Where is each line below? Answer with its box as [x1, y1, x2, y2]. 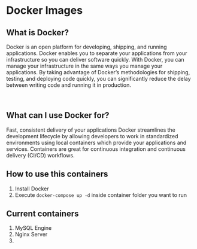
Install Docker [14, 185, 49, 192]
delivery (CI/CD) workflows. [6, 151, 75, 159]
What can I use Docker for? [6, 110, 110, 120]
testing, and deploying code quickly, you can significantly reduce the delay [6, 75, 191, 82]
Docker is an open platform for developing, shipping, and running [6, 43, 167, 50]
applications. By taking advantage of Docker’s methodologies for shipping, [6, 69, 190, 75]
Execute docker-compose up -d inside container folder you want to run [14, 191, 187, 198]
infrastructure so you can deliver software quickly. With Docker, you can [6, 56, 184, 63]
